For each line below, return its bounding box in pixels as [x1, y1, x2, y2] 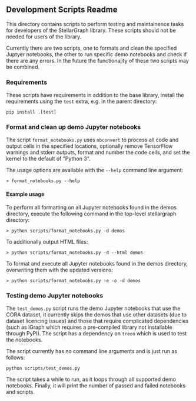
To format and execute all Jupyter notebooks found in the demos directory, [6, 260, 188, 267]
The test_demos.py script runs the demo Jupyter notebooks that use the [6, 305, 181, 312]
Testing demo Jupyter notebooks [6, 291, 104, 299]
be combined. [6, 63, 40, 70]
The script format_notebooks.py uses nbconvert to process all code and [6, 136, 179, 144]
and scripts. [6, 388, 35, 395]
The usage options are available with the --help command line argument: [6, 167, 184, 174]
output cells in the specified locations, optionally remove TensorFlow [6, 143, 173, 150]
